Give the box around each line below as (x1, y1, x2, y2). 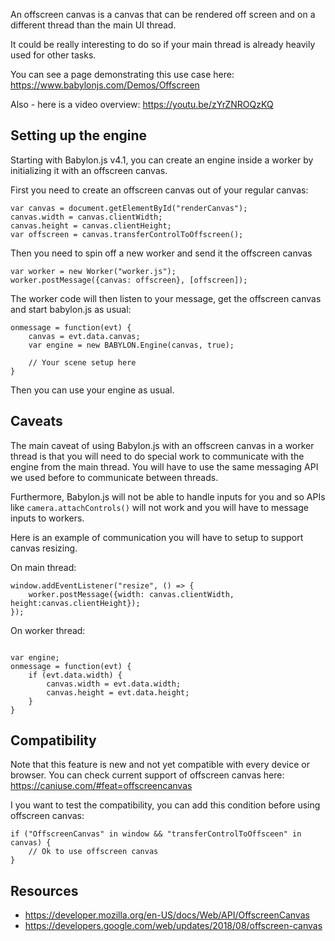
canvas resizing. (10, 542, 78, 554)
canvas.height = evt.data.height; (46, 687, 190, 698)
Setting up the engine (10, 127, 148, 144)
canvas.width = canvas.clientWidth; (10, 212, 163, 222)
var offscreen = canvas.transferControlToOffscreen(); (10, 229, 244, 239)
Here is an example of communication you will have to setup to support (10, 531, 304, 543)
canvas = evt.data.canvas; (28, 331, 141, 341)
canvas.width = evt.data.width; (46, 679, 182, 689)
